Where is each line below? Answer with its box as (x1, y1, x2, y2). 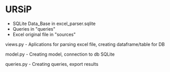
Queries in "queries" (12, 26, 56, 32)
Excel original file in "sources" (12, 31, 76, 37)
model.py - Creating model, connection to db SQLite (5, 51, 115, 57)
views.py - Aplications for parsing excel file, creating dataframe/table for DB (5, 41, 165, 47)
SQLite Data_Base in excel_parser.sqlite (12, 20, 96, 27)
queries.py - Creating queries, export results (5, 61, 99, 67)
